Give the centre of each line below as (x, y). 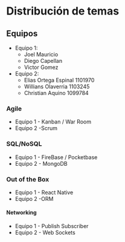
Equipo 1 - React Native (44, 192)
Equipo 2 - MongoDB (41, 163)
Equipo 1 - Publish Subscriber (52, 226)
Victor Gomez (41, 67)
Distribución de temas (63, 11)
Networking (22, 212)
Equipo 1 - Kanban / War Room (53, 122)
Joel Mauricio (41, 54)
